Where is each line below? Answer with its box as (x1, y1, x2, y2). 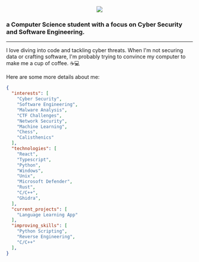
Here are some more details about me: (6, 74, 100, 81)
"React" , (17, 151, 38, 157)
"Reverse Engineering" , (17, 234, 76, 240)
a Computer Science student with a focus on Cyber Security (6, 21, 182, 29)
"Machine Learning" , (17, 123, 68, 130)
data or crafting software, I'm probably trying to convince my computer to (6, 53, 186, 60)
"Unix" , (17, 173, 36, 179)
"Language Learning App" (17, 212, 78, 218)
